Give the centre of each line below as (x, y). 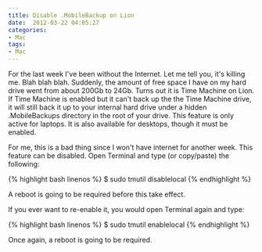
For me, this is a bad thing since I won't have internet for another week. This (131, 147)
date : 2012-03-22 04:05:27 (54, 23)
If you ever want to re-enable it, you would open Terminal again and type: (126, 209)
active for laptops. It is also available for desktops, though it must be (118, 124)
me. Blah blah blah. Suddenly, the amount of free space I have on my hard (127, 82)
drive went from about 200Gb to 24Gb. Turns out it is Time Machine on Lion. (131, 90)
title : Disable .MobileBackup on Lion (71, 15)
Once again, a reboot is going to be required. (80, 240)
